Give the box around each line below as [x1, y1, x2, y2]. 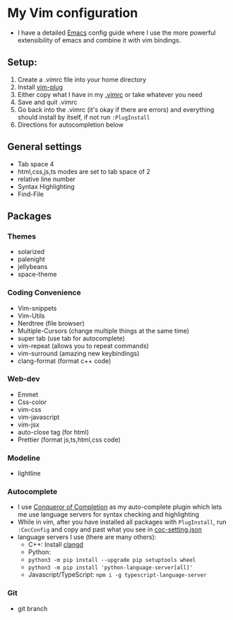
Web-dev [7, 374, 40, 384]
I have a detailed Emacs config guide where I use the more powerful [17, 28, 216, 37]
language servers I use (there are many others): [17, 533, 157, 541]
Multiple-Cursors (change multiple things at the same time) [17, 326, 189, 335]
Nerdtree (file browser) [17, 318, 85, 327]
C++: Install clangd [28, 540, 83, 549]
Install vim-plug [17, 83, 64, 91]
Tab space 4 [17, 159, 54, 168]
